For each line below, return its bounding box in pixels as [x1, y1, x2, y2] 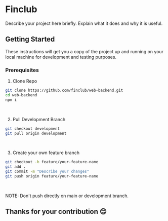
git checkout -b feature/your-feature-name [5, 160, 99, 165]
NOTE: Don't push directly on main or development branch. [5, 193, 129, 199]
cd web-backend [5, 92, 37, 97]
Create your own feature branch [12, 150, 80, 156]
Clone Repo [12, 78, 37, 84]
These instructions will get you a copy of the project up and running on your [5, 48, 163, 54]
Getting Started [5, 35, 55, 44]
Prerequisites [5, 66, 39, 73]
